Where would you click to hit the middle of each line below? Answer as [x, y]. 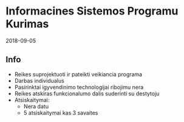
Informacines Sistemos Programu [92, 11]
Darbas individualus [39, 80]
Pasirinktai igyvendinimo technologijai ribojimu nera [79, 87]
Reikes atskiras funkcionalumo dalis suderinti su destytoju [87, 93]
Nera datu [36, 106]
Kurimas [27, 24]
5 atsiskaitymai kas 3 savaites [61, 112]
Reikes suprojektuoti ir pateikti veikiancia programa [78, 74]
